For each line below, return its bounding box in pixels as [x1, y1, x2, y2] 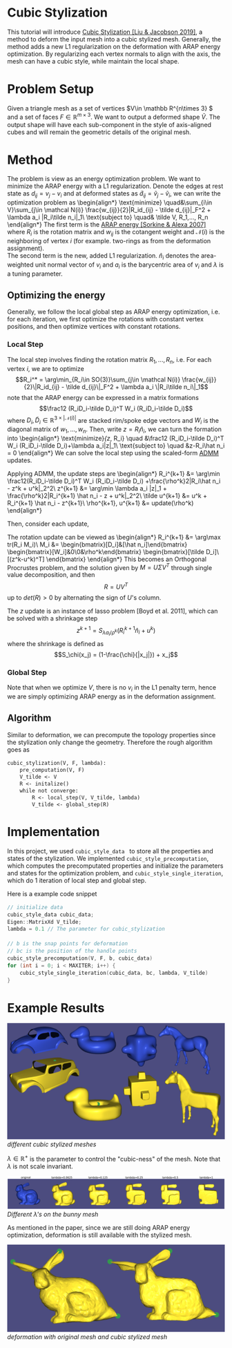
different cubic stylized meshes [7, 1140, 97, 1148]
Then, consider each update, [7, 520, 90, 528]
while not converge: [19, 787, 79, 794]
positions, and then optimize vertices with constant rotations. [7, 323, 181, 331]
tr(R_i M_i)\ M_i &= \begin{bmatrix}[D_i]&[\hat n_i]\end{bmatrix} [7, 540, 188, 549]
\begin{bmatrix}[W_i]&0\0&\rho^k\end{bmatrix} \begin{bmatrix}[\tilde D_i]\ [7, 547, 220, 556]
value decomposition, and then [7, 571, 95, 579]
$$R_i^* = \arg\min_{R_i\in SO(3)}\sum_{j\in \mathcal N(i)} [15, 375, 181, 383]
